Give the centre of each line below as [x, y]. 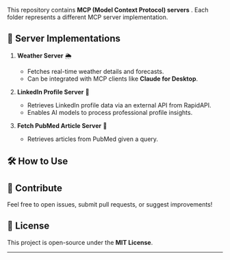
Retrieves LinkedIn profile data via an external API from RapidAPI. [119, 105]
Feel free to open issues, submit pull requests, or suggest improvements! [110, 205]
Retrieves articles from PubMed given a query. [93, 139]
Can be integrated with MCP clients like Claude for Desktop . [113, 79]
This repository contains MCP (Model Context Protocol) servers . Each [108, 10]
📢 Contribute [35, 188]
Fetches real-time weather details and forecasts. [95, 71]
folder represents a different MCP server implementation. [88, 17]
